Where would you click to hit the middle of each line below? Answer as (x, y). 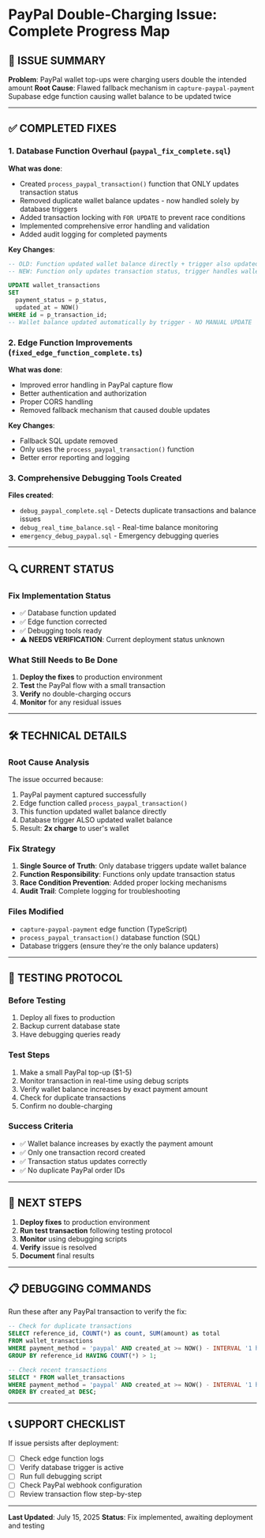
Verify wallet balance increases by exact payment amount (114, 1089)
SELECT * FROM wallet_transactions (67, 1377)
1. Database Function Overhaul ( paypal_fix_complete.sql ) (119, 151)
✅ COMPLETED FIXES (62, 128)
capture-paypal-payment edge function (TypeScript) (103, 929)
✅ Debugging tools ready (61, 630)
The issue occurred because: (56, 779)
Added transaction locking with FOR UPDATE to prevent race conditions (132, 217)
